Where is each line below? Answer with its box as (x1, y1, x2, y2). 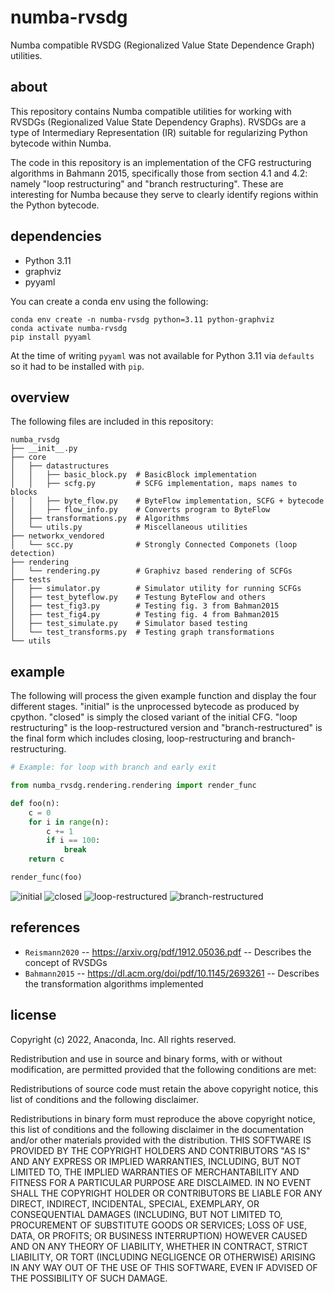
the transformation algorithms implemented (24, 977, 204, 990)
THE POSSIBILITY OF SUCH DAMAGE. (10, 1272, 168, 1284)
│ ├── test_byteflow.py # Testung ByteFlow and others (10, 592, 267, 603)
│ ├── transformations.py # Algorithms (10, 514, 190, 524)
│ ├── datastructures (10, 461, 110, 471)
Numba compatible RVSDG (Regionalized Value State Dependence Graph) (10, 39, 315, 51)
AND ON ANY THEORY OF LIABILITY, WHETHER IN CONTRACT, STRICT (10, 1240, 309, 1252)
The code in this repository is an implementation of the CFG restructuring (10, 156, 312, 168)
